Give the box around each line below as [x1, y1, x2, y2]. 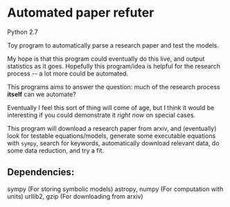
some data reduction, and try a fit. [7, 146, 105, 154]
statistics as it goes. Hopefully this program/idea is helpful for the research [7, 62, 220, 70]
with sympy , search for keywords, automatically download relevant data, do [7, 138, 220, 147]
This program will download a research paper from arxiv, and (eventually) [7, 124, 217, 132]
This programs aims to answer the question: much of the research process [7, 82, 220, 91]
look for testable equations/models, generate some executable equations [7, 132, 216, 140]
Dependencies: [7, 166, 75, 178]
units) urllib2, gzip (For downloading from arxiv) [7, 192, 143, 200]
